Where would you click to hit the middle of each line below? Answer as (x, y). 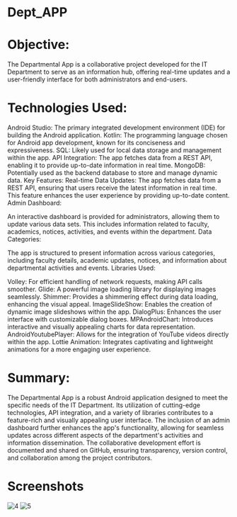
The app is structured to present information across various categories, (111, 253)
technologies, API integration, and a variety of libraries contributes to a (110, 413)
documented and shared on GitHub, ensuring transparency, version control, (117, 450)
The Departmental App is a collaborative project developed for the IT (108, 64)
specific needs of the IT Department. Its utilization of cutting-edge (104, 405)
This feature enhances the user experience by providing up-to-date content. (118, 195)
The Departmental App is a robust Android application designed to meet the (118, 398)
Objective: (39, 45)
